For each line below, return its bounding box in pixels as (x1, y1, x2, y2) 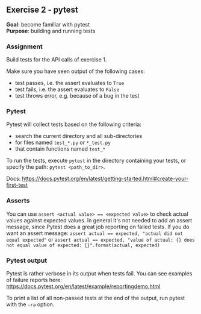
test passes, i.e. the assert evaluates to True (14, 80, 125, 87)
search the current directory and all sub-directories (14, 133, 143, 140)
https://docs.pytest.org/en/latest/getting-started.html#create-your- (22, 175, 189, 183)
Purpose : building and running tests (6, 27, 96, 34)
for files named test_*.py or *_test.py (14, 139, 111, 146)
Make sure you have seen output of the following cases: (6, 68, 146, 75)
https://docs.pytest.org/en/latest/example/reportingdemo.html (6, 283, 161, 290)
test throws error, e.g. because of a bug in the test (14, 92, 140, 99)
